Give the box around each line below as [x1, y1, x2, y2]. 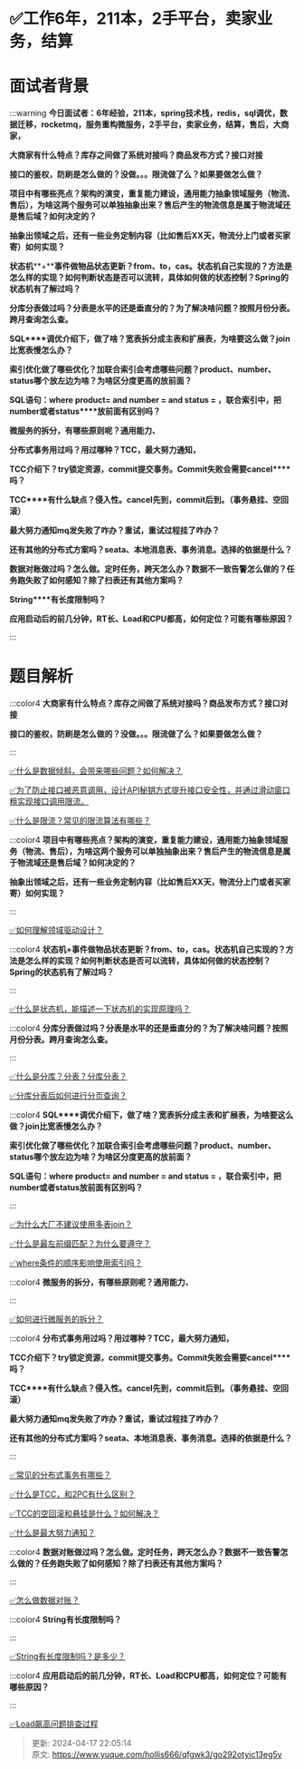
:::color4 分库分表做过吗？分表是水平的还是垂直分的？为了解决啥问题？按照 [9, 1022, 289, 1034]
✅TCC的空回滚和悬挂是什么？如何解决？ [9, 1508, 160, 1520]
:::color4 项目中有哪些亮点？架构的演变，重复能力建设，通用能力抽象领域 [9, 835, 280, 845]
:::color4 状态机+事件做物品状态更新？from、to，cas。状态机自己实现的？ [9, 944, 287, 955]
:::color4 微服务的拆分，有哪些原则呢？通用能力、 [9, 1276, 194, 1288]
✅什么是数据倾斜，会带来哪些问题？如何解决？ [9, 766, 183, 777]
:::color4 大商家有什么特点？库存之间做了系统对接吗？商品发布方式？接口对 [9, 698, 289, 709]
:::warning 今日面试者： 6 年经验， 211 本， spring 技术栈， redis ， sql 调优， [9, 108, 280, 119]
